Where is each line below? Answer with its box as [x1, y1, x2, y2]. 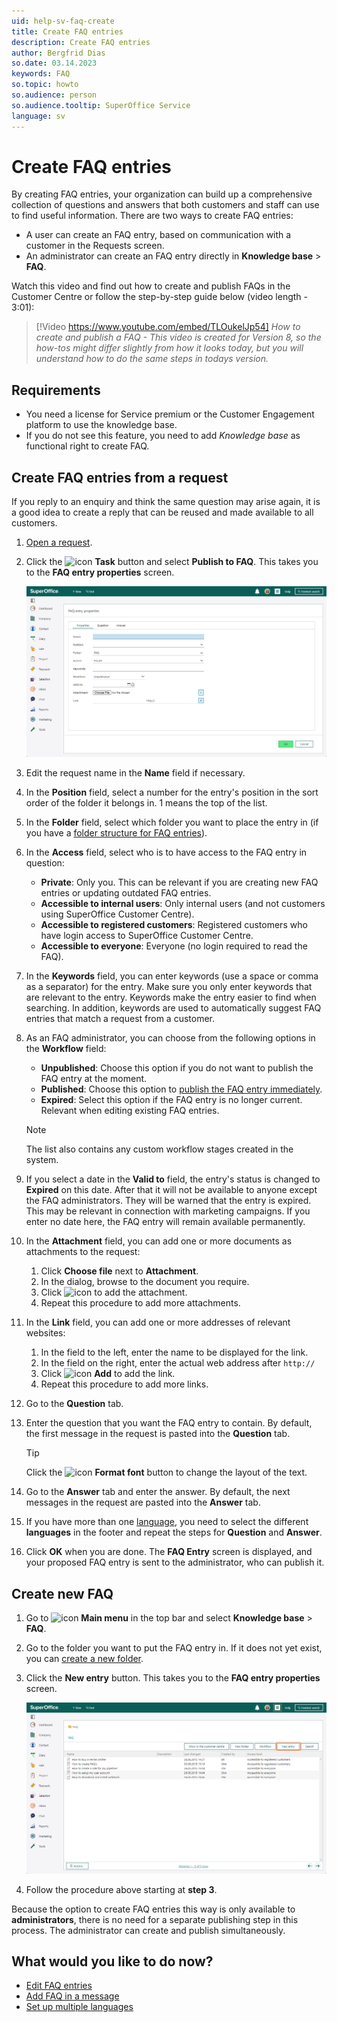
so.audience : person [11, 90, 98, 100]
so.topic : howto [11, 80, 79, 90]
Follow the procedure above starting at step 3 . [25, 1883, 218, 1895]
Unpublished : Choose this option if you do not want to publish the [40, 1062, 314, 1074]
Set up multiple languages [25, 2001, 134, 2013]
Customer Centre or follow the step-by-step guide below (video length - [11, 291, 309, 303]
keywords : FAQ [11, 69, 71, 79]
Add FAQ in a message [25, 1990, 120, 2002]
